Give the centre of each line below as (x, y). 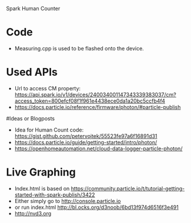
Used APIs (32, 72)
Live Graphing (41, 172)
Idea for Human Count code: (49, 130)
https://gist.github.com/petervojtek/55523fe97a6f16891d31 (86, 136)
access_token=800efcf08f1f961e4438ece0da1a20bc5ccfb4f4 (90, 101)
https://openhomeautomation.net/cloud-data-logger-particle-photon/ (98, 148)
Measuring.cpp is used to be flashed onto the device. (79, 48)
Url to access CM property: (48, 88)
